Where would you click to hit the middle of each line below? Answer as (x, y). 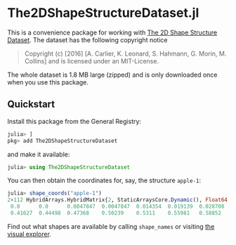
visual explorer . (29, 234)
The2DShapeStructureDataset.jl (103, 13)
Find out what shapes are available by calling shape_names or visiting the (111, 226)
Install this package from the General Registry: (74, 121)
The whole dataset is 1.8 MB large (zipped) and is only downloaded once (112, 75)
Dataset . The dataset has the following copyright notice (87, 39)
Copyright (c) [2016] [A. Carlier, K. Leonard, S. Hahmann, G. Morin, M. (125, 54)
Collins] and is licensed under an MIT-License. (92, 61)
